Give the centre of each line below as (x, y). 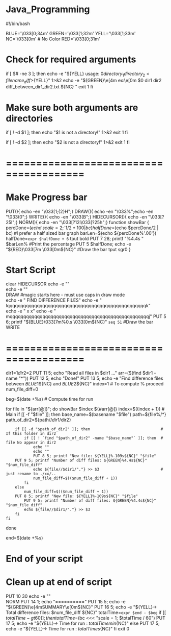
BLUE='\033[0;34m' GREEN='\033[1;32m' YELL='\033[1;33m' (71, 33)
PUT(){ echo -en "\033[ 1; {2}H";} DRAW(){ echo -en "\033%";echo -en (80, 211)
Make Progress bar (47, 197)
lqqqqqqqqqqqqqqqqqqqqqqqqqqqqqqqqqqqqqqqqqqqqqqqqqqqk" (78, 306)
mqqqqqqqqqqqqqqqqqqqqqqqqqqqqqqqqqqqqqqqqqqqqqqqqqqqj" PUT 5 (86, 316)
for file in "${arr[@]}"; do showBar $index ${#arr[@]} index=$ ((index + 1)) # (85, 409)
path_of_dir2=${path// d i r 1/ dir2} (38, 420)
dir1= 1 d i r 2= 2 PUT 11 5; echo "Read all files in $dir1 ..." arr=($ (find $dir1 (79, 373)
